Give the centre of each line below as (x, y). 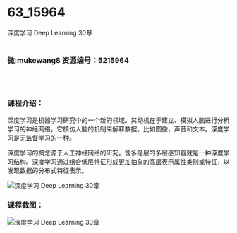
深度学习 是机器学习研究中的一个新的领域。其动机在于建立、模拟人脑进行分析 (119, 120)
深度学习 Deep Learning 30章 (50, 32)
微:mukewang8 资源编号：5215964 (68, 60)
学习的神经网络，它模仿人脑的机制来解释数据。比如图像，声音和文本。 (109, 129)
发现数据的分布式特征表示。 (48, 170)
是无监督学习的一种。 (44, 138)
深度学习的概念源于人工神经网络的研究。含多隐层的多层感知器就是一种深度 (115, 153)
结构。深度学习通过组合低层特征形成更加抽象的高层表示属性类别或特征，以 (121, 161)
